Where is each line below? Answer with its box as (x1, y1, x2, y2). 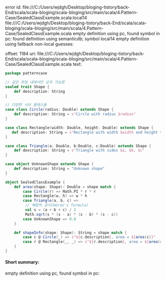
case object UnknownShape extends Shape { (5, 162, 94, 167)
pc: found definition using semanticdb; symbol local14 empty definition (5, 36, 150, 42)
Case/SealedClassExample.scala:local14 (5, 15, 87, 20)
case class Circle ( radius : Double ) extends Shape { (5, 107, 114, 112)
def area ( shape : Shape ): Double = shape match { (14, 184, 116, 189)
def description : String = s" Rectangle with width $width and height (11, 130, 158, 135)
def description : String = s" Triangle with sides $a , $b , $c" (14, 148, 145, 153)
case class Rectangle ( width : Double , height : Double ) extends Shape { (5, 125, 154, 130)
